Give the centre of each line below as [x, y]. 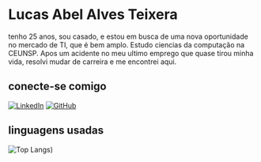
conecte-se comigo [57, 87]
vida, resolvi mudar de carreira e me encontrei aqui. [93, 62]
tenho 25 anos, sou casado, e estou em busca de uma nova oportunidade [129, 36]
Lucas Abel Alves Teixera [93, 15]
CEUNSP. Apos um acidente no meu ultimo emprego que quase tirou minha [131, 53]
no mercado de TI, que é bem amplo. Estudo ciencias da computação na [127, 44]
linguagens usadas [56, 131]
